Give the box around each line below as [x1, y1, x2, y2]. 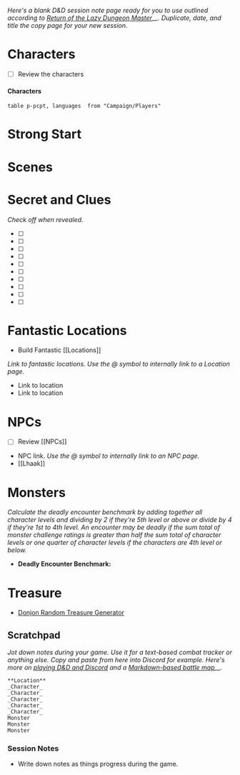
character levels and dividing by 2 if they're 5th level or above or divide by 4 [7, 516, 232, 524]
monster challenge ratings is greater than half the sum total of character [7, 531, 221, 539]
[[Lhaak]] [17, 459, 45, 468]
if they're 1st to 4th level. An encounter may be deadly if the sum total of [7, 523, 220, 531]
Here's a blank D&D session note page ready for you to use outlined [7, 6, 209, 14]
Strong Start [7, 126, 82, 142]
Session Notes [7, 744, 59, 754]
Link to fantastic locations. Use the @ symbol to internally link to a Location [7, 360, 231, 369]
